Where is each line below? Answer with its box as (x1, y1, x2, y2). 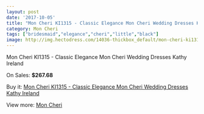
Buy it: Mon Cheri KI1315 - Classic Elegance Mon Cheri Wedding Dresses (6, 83, 188, 90)
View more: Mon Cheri (6, 101, 63, 109)
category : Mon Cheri (6, 25, 59, 32)
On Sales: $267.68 (6, 72, 53, 78)
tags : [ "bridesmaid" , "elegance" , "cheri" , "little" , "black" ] (6, 31, 159, 37)
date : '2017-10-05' (6, 14, 56, 21)
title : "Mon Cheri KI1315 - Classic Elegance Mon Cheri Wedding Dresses (6, 20, 194, 26)
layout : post (6, 8, 39, 15)
